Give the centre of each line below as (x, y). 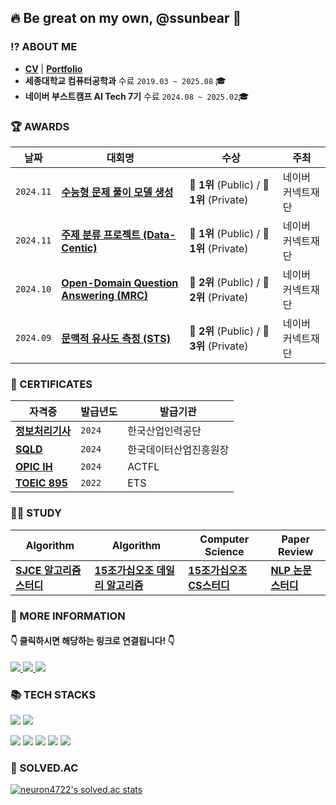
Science (224, 551)
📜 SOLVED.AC (44, 768)
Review (295, 551)
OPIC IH (34, 467)
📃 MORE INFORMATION (68, 616)
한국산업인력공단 (164, 431)
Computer (224, 539)
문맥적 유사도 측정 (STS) (116, 338)
